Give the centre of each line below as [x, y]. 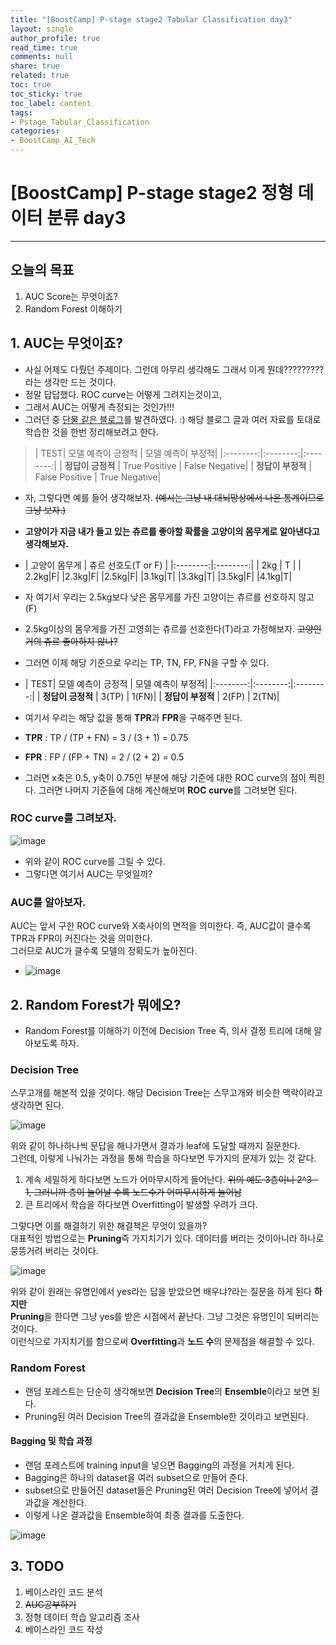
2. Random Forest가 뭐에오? [96, 1004]
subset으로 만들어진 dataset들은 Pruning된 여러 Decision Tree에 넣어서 [166, 1490]
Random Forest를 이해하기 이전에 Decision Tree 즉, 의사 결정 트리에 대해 [168, 1030]
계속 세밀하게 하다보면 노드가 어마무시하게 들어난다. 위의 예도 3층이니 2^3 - [171, 1180]
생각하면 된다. [37, 1105]
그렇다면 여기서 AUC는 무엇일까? [88, 873]
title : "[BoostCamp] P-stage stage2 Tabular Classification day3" [151, 19]
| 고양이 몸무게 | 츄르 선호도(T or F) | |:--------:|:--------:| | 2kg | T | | [163, 565]
